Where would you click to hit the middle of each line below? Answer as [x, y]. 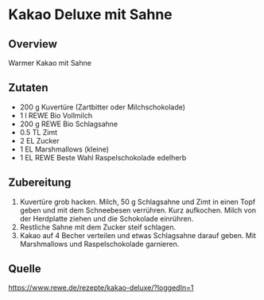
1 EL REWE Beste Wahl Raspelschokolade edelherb [103, 157]
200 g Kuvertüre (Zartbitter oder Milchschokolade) [102, 107]
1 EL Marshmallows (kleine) [64, 149]
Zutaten [29, 88]
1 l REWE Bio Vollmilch [56, 115]
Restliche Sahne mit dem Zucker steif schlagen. [98, 227]
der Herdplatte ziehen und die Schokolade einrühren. [107, 218]
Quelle [25, 269]
